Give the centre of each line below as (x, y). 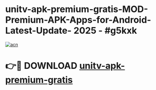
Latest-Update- (38, 31)
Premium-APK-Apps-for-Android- (78, 20)
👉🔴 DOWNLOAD (41, 66)
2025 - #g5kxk (105, 31)
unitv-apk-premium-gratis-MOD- (77, 9)
